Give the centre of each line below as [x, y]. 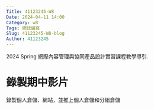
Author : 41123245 [28, 39]
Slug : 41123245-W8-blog [36, 34]
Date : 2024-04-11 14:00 [36, 17]
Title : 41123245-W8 [30, 11]
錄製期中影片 [38, 82]
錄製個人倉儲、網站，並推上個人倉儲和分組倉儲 [63, 100]
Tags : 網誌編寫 [23, 28]
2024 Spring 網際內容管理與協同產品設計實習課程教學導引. [77, 56]
